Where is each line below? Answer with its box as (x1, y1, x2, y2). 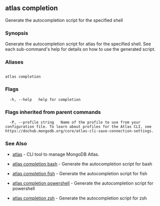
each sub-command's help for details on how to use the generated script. (5, 46, 156, 52)
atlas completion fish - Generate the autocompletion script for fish (12, 171, 148, 177)
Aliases (5, 59, 24, 66)
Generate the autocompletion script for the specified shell (5, 17, 123, 23)
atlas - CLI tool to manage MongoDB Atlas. (12, 151, 100, 157)
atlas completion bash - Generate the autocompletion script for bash (12, 161, 153, 167)
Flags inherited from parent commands (5, 108, 101, 115)
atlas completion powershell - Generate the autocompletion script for (12, 180, 154, 186)
